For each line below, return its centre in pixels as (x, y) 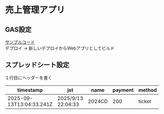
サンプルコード (20, 42)
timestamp (30, 90)
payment (123, 90)
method (148, 90)
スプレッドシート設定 (37, 65)
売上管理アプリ (35, 10)
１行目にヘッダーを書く (29, 77)
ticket (145, 101)
